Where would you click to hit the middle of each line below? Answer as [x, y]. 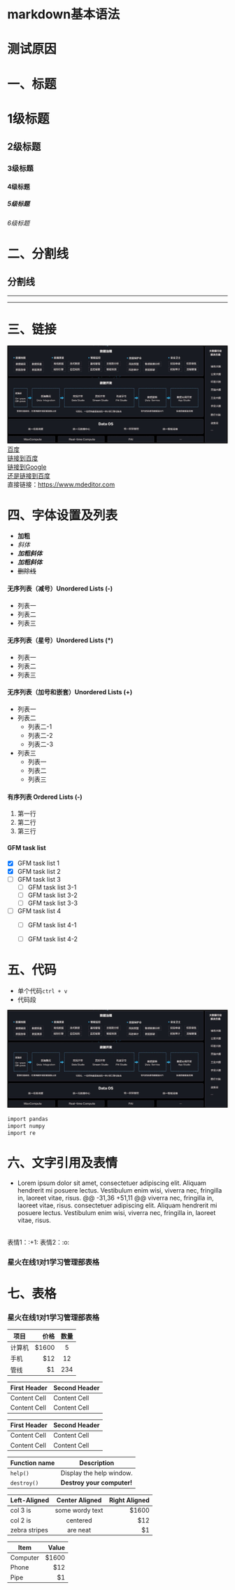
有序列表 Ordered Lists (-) [45, 797]
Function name [33, 1463]
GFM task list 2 [39, 871]
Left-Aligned [30, 1500]
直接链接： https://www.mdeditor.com [61, 484]
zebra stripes [29, 1530]
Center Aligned [79, 1500]
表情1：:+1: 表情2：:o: [38, 1242]
